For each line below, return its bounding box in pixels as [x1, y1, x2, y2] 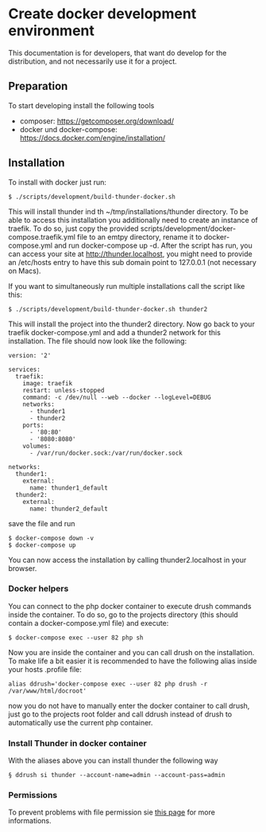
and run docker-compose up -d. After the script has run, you [54, 240, 253, 250]
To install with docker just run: [8, 177, 107, 187]
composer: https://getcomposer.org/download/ [19, 116, 175, 126]
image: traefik [22, 379, 73, 387]
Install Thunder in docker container [8, 737, 147, 748]
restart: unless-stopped [22, 386, 105, 394]
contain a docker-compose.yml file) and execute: [8, 618, 169, 627]
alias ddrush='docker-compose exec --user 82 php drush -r [8, 680, 208, 688]
